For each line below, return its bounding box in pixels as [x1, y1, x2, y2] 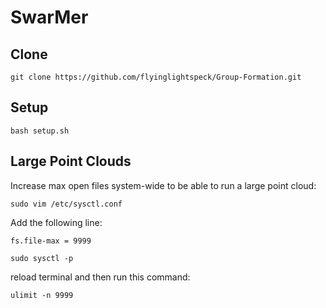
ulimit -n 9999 [10, 290, 74, 300]
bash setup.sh [10, 126, 70, 136]
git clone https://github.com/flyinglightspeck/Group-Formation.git [10, 72, 302, 82]
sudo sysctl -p [10, 253, 74, 263]
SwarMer [10, 6, 89, 29]
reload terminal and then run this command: [10, 271, 191, 283]
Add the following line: [10, 216, 103, 228]
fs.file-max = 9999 [10, 236, 92, 246]
